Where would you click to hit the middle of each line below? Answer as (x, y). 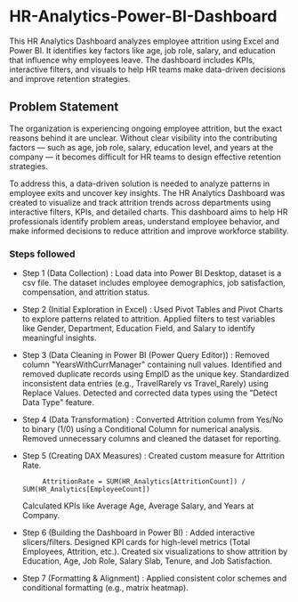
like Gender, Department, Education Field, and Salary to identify (138, 329)
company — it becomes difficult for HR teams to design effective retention (145, 157)
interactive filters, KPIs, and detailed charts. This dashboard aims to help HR (149, 212)
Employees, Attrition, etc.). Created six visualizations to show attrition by (155, 552)
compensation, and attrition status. (86, 292)
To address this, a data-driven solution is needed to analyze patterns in (140, 183)
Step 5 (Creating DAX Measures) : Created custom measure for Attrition (153, 456)
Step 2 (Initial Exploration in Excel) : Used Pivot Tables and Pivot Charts (152, 310)
